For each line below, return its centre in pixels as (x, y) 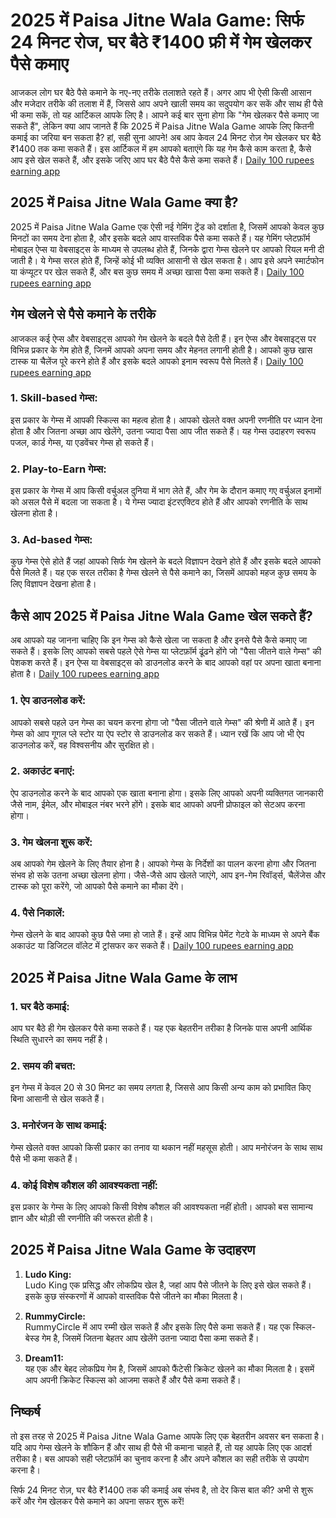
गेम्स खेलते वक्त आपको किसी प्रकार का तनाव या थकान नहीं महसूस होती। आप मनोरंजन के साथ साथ (166, 1147)
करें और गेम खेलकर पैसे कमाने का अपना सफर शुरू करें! (97, 1501)
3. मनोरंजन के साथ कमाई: (59, 1126)
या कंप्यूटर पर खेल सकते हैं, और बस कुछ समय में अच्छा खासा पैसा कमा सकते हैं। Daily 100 (157, 271)
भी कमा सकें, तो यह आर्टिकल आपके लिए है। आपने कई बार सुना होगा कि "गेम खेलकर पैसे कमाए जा (165, 115)
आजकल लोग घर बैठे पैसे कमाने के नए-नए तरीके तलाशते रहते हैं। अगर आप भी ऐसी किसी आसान (161, 92)
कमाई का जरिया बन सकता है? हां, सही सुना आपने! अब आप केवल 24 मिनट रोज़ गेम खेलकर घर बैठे (166, 137)
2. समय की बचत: (43, 1066)
